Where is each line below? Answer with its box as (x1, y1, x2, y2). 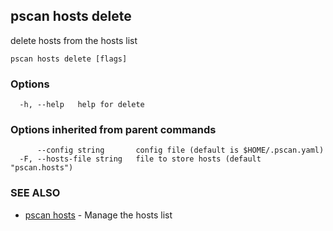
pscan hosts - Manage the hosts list (24, 209, 173, 221)
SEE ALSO (10, 186, 61, 200)
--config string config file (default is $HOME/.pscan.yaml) (36, 145, 325, 156)
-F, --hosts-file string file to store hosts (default (19, 154, 262, 164)
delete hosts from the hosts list (10, 34, 138, 46)
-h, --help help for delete (19, 100, 145, 110)
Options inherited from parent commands (10, 123, 217, 137)
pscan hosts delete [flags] (10, 54, 128, 64)
